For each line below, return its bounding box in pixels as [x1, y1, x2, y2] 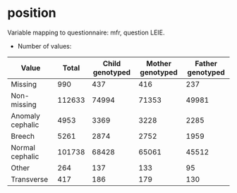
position [7, 5, 56, 21]
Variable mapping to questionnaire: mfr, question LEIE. [7, 28, 165, 37]
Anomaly [11, 111, 41, 120]
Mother [146, 58, 171, 68]
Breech [11, 131, 35, 141]
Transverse [11, 174, 49, 184]
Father [195, 58, 217, 68]
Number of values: [17, 42, 72, 50]
